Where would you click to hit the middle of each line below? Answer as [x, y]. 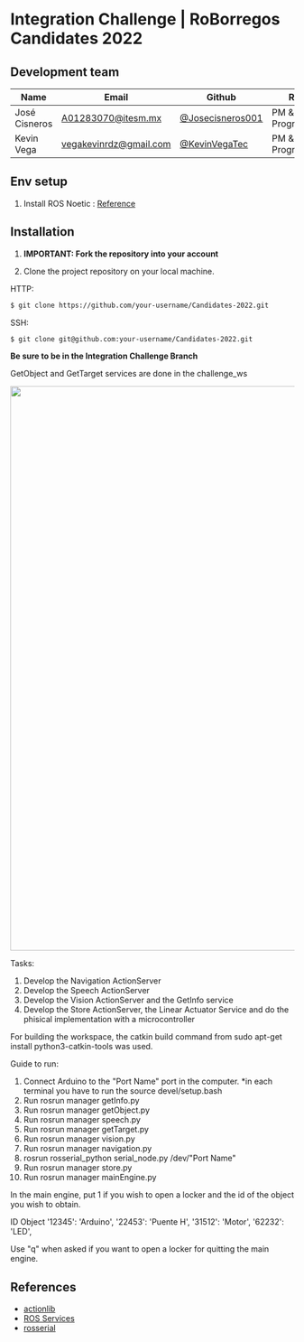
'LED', [21, 1232]
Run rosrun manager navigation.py [88, 1149]
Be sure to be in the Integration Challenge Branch [104, 356]
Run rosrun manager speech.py [82, 1120]
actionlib [39, 1309]
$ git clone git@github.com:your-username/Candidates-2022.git [132, 339]
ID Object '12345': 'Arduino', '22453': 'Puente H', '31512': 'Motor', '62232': [147, 1222]
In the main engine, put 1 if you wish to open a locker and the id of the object [152, 1195]
